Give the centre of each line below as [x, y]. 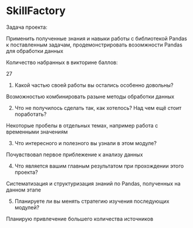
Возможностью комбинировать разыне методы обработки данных [90, 96]
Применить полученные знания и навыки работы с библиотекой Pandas [97, 38]
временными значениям [37, 132]
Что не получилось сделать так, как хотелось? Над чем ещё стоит [98, 108]
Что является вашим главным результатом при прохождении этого [99, 166]
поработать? [31, 114]
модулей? [27, 207]
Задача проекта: [27, 27]
